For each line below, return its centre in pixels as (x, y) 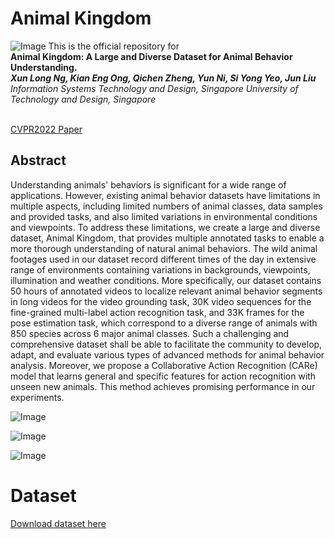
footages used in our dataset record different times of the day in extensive (163, 259)
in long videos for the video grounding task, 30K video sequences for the (161, 301)
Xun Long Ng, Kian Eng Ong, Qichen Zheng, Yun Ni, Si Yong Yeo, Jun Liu (163, 78)
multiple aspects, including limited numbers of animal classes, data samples (166, 206)
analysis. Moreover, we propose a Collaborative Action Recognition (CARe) (164, 365)
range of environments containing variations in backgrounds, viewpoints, (160, 269)
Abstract (38, 160)
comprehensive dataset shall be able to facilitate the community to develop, (166, 344)
